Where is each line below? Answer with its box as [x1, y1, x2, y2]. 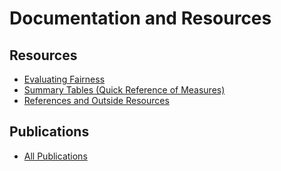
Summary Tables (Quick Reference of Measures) [23, 84, 226, 96]
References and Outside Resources [23, 95, 170, 106]
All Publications [23, 150, 88, 162]
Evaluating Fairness [23, 73, 106, 85]
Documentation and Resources [9, 7, 272, 30]
